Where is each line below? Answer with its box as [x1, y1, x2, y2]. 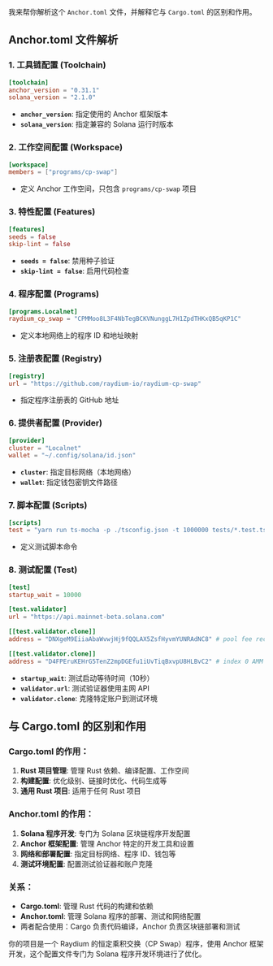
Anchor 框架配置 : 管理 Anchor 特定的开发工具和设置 [19, 838, 195, 848]
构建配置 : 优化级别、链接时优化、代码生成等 [19, 776, 167, 786]
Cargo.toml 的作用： [8, 746, 89, 757]
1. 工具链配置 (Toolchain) [8, 59, 106, 71]
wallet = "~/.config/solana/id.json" [8, 452, 136, 460]
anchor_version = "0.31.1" [8, 86, 100, 94]
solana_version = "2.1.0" [8, 93, 96, 102]
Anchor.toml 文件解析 [8, 33, 119, 47]
